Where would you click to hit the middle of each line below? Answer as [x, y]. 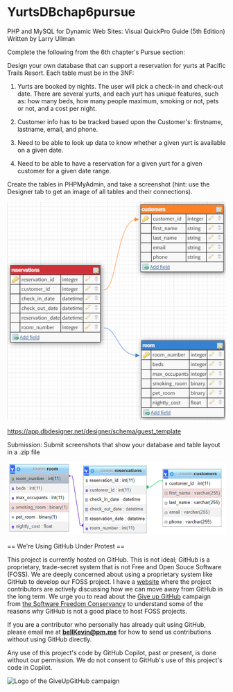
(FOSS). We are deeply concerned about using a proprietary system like [110, 574]
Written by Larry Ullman [41, 38]
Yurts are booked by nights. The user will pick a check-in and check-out [120, 86]
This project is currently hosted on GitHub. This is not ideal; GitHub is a [109, 560]
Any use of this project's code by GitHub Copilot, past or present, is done [112, 653]
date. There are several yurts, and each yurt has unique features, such [118, 94]
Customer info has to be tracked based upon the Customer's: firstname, [120, 121]
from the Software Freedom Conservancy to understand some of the [105, 604]
